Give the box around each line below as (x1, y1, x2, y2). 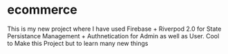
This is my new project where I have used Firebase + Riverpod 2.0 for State (7, 25, 222, 33)
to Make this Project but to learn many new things (7, 39, 149, 47)
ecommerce (7, 2, 77, 18)
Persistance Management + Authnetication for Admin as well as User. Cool (7, 31, 220, 40)
